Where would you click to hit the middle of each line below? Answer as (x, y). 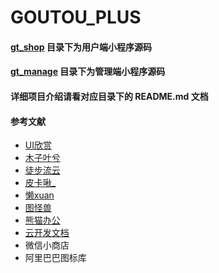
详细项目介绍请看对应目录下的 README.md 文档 (109, 96)
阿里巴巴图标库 (55, 258)
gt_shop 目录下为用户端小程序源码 (81, 47)
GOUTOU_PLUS (76, 17)
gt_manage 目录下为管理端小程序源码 (88, 72)
